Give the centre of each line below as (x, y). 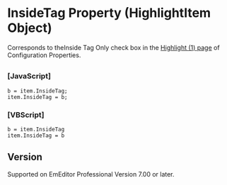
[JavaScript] (29, 76)
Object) (30, 28)
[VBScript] (26, 114)
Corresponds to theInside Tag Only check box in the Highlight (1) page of (114, 47)
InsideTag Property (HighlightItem (109, 13)
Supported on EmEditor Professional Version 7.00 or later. (91, 174)
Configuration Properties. (44, 55)
